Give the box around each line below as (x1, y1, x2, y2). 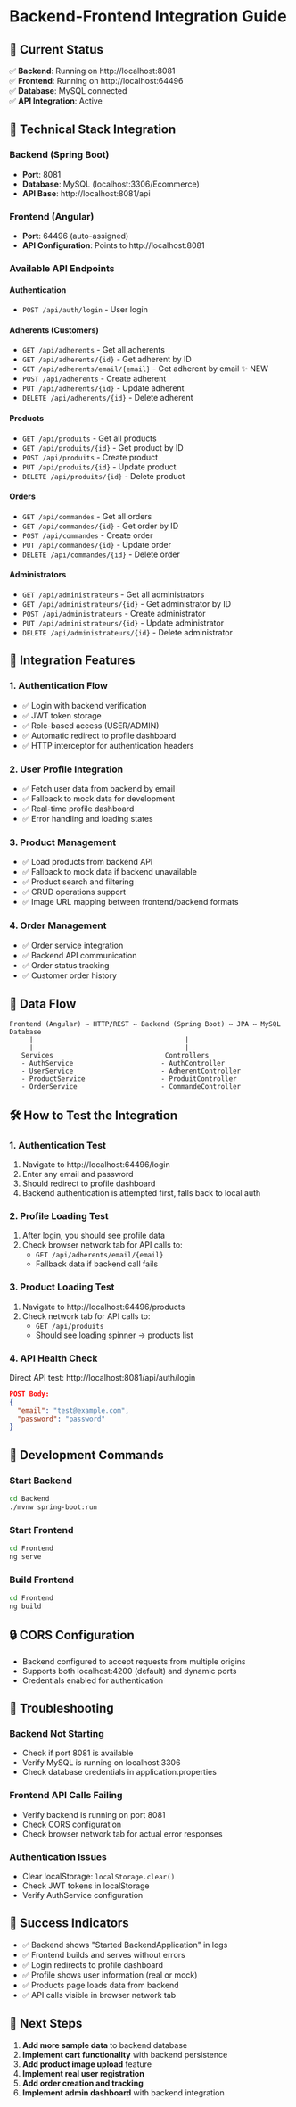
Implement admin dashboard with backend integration (21, 2086, 225, 2098)
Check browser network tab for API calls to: (21, 1240, 183, 1250)
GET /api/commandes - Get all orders (21, 510, 152, 521)
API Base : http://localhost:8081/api (21, 187, 151, 198)
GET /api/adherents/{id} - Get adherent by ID (21, 354, 192, 365)
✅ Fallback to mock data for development (21, 792, 176, 804)
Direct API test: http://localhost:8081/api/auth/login (9, 1372, 196, 1382)
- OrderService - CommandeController (21, 1083, 242, 1091)
